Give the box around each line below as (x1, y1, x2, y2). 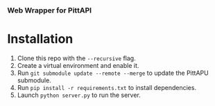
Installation (7, 31, 74, 47)
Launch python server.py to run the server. (17, 91, 141, 99)
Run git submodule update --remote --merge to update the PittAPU (17, 69, 209, 77)
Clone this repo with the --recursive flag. (17, 54, 137, 62)
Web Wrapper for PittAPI (7, 6, 92, 15)
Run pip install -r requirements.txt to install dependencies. (17, 83, 196, 91)
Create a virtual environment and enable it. (17, 61, 139, 69)
